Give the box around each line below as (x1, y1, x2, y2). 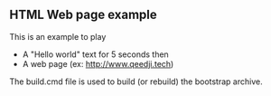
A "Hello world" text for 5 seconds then (22, 49, 169, 60)
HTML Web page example (9, 7, 157, 23)
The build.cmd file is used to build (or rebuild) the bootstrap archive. (9, 76, 264, 87)
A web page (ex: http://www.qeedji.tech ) (22, 58, 174, 69)
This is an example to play (9, 31, 107, 42)
